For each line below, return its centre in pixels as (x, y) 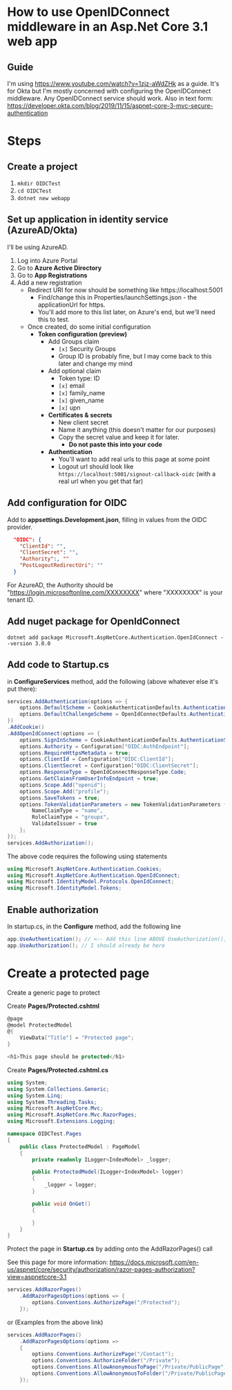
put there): (22, 689)
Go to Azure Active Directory (59, 268)
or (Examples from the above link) (55, 1322)
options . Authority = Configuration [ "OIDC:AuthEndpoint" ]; (105, 746)
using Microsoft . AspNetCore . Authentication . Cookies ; (85, 869)
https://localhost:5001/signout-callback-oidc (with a (137, 473)
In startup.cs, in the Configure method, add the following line (94, 926)
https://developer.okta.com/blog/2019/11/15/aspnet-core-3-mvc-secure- (110, 106)
